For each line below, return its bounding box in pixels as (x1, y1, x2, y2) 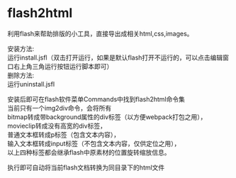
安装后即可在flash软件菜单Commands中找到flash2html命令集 (7, 94, 186, 104)
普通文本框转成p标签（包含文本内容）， (7, 130, 120, 139)
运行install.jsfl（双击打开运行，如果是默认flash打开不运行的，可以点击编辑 (7, 53, 223, 62)
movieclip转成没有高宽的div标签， (7, 121, 106, 130)
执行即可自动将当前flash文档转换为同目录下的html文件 (7, 163, 165, 172)
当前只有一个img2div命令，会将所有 (7, 104, 112, 112)
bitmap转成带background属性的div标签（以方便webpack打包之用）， (7, 112, 207, 121)
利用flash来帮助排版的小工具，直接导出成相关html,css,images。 (7, 29, 193, 38)
